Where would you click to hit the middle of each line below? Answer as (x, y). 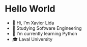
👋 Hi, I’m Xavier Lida (33, 23)
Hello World (30, 9)
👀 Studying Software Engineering (47, 28)
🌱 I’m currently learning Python (45, 33)
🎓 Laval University (32, 39)
